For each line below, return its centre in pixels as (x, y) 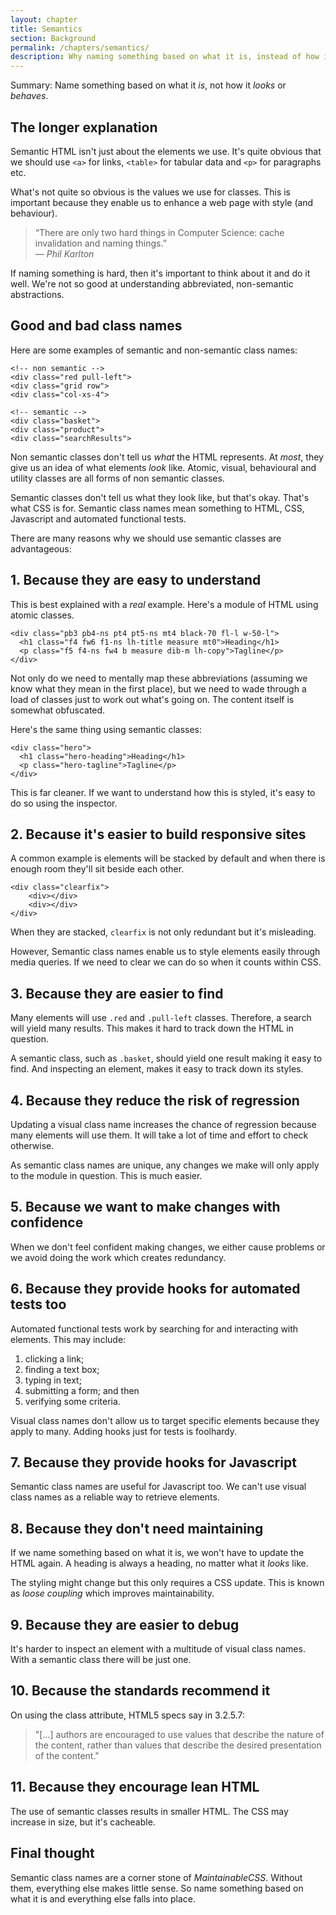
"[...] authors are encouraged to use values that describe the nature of (179, 1734)
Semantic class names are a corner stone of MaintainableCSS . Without (156, 1877)
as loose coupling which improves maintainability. (112, 1593)
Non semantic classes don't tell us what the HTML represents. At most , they (167, 457)
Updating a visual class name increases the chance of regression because (163, 1124)
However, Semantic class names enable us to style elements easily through (165, 952)
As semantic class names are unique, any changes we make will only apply (165, 1165)
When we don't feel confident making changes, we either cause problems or (168, 1247)
